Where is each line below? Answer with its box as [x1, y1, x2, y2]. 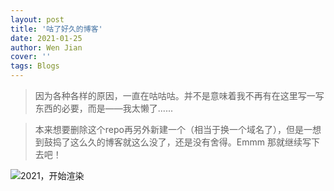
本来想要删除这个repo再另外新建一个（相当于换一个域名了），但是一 [34, 124, 313, 135]
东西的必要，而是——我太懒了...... [34, 102, 173, 114]
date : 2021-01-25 [10, 33, 83, 43]
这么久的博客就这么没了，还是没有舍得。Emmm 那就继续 [69, 136, 303, 148]
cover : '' [10, 52, 52, 62]
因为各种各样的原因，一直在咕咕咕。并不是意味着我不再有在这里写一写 [34, 90, 325, 101]
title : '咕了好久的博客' [10, 24, 103, 34]
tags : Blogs [10, 61, 60, 71]
